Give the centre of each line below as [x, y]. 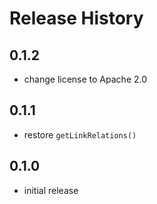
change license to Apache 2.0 [85, 79]
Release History [76, 18]
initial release [51, 190]
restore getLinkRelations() [80, 134]
